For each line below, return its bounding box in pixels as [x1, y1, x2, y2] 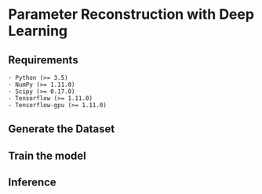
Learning [8, 22, 68, 40]
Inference [8, 176, 56, 189]
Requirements [8, 53, 78, 66]
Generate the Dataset [8, 123, 115, 136]
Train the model [8, 149, 86, 162]
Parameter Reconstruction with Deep [8, 5, 255, 23]
